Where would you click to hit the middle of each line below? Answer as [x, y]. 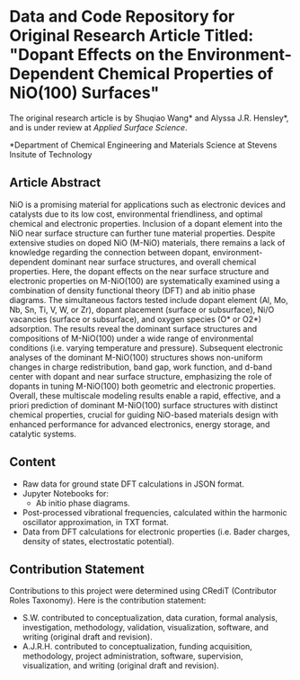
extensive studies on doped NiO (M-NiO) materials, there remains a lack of [147, 242]
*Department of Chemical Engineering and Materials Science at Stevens [143, 145]
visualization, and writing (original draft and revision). [121, 666]
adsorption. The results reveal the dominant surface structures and [133, 328]
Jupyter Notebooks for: [66, 493]
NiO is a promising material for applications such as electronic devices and [147, 204]
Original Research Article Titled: [132, 36]
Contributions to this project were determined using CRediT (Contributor [143, 591]
